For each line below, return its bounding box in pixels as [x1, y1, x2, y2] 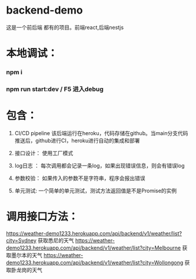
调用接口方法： [6, 210, 79, 224]
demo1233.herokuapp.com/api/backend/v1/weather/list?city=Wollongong [6, 259, 184, 266]
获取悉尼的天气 [37, 237, 74, 244]
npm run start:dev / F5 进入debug [6, 85, 104, 93]
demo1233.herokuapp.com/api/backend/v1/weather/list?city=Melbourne [6, 244, 181, 251]
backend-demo [6, 4, 84, 17]
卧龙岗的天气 [11, 266, 42, 273]
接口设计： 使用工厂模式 [14, 149, 74, 156]
